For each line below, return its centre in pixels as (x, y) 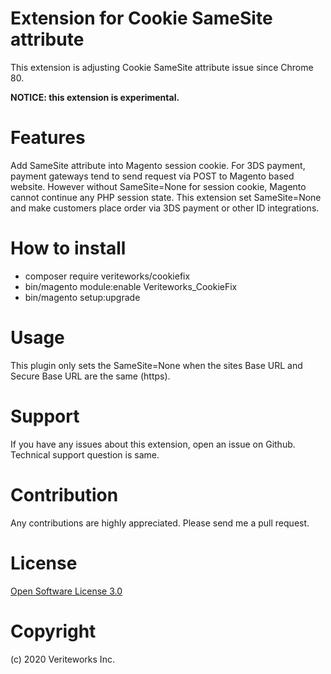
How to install (68, 248)
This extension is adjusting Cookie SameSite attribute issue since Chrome (162, 67)
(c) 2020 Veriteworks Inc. (62, 659)
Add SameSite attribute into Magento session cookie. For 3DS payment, (158, 165)
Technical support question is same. (85, 454)
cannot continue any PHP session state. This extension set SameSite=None (166, 197)
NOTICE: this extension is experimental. (95, 97)
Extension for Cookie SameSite (141, 18)
